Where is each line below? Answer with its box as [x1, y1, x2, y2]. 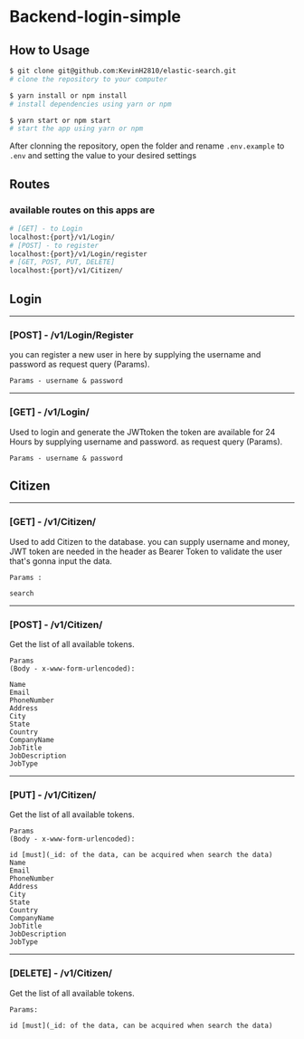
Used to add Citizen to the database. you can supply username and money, [9, 536, 290, 547]
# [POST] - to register [9, 241, 100, 250]
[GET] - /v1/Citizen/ [9, 516, 97, 529]
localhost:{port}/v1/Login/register [9, 249, 147, 259]
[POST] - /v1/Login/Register [9, 329, 134, 341]
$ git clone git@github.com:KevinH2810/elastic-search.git [9, 66, 237, 75]
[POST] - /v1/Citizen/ [9, 618, 103, 631]
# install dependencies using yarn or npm [9, 100, 172, 109]
